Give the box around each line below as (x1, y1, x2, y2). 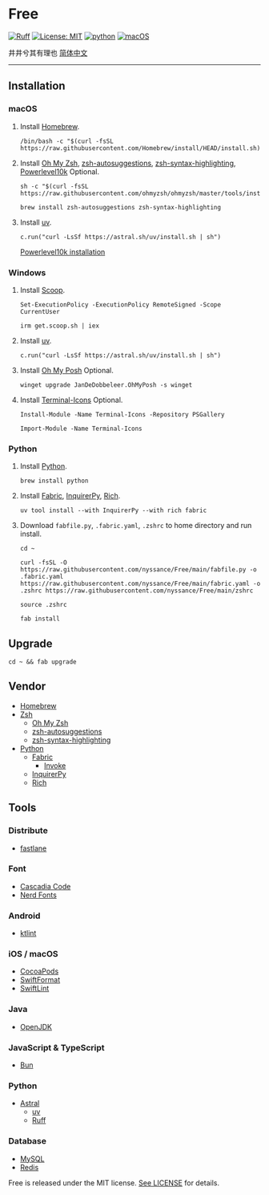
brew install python (19, 477, 89, 486)
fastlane (19, 843, 47, 853)
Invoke (43, 760, 66, 770)
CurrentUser (19, 307, 60, 315)
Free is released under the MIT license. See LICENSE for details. (8, 1177, 220, 1188)
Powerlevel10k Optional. (19, 166, 100, 177)
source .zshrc (19, 601, 67, 609)
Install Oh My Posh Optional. (19, 365, 114, 375)
